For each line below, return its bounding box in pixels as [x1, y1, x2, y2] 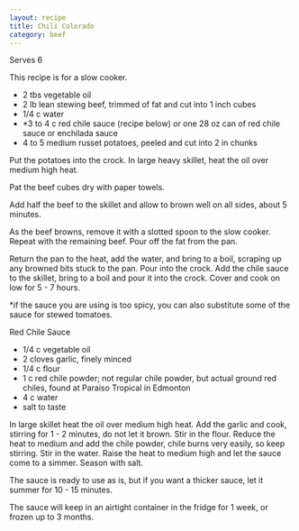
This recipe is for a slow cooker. [9, 72, 128, 83]
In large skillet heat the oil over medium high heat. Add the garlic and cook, [9, 419, 287, 430]
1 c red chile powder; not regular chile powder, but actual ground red [22, 373, 277, 384]
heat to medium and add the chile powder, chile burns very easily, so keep [9, 438, 285, 449]
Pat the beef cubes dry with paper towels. [9, 182, 165, 193]
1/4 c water [22, 109, 65, 120]
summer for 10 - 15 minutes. [9, 484, 113, 496]
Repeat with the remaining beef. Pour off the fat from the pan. [9, 236, 239, 247]
